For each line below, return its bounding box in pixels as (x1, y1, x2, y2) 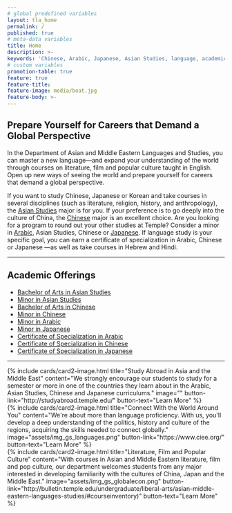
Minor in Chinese (17, 309, 66, 318)
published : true (7, 29, 54, 37)
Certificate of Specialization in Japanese (17, 347, 133, 355)
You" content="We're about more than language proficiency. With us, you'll (7, 411, 222, 419)
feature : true (7, 74, 48, 82)
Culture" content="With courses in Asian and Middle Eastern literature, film (7, 455, 221, 463)
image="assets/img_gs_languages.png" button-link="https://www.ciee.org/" (7, 433, 225, 441)
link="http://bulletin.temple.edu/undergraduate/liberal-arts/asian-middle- (7, 484, 215, 492)
